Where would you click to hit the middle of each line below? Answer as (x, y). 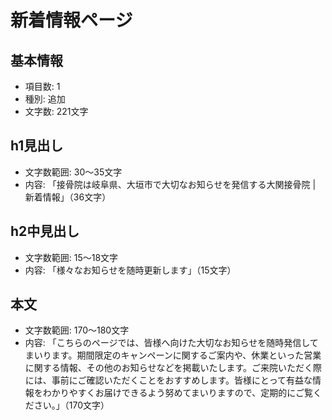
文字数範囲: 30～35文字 (73, 172)
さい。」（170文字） (71, 405)
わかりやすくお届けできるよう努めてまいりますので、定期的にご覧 (177, 393)
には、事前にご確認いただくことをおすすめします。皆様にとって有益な (168, 380)
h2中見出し (45, 231)
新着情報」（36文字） (68, 197)
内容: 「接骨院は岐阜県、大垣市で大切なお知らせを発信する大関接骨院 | (170, 184)
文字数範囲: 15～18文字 (71, 257)
